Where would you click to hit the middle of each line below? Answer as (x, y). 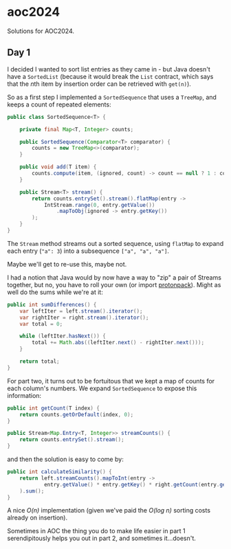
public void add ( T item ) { (58, 167)
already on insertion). (37, 518)
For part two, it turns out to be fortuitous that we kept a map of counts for (111, 381)
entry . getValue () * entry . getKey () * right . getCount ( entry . (132, 484)
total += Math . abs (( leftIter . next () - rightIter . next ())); (118, 343)
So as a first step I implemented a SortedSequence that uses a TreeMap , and (112, 97)
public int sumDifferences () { (52, 304)
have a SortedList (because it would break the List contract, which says (110, 76)
